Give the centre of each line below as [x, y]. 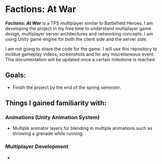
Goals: [16, 75]
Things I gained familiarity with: [56, 103]
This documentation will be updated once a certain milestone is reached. [80, 59]
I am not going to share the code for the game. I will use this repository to [81, 49]
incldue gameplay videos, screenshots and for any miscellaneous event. [80, 54]
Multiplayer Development [37, 146]
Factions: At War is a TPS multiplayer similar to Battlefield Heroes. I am [79, 23]
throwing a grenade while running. [48, 133]
